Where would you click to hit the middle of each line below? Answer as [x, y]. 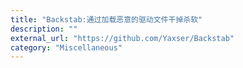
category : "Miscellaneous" [66, 47]
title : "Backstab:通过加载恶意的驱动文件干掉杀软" [106, 19]
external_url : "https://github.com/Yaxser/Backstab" [122, 38]
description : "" [44, 29]
